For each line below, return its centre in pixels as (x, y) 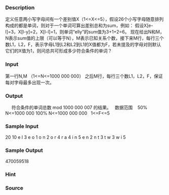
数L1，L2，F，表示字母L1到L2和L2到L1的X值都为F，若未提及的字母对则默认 (83, 45)
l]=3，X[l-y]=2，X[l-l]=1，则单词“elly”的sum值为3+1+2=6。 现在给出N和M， (85, 32)
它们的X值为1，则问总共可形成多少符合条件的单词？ (59, 51)
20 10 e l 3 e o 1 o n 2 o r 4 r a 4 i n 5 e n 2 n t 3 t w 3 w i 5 (66, 137)
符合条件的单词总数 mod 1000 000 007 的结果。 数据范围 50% (79, 107)
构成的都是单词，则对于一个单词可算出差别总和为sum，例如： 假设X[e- (79, 26)
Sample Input (22, 126)
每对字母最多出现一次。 (30, 82)
